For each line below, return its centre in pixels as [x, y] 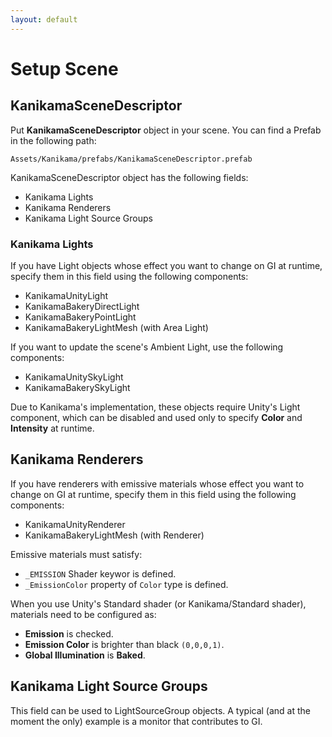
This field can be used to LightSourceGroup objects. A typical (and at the [161, 710]
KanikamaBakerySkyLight [77, 387]
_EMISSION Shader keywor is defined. [100, 573]
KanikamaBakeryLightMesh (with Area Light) [116, 327]
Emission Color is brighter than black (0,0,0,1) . [124, 644]
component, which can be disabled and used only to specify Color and [156, 417]
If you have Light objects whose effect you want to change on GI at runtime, [166, 265]
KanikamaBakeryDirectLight [82, 306]
